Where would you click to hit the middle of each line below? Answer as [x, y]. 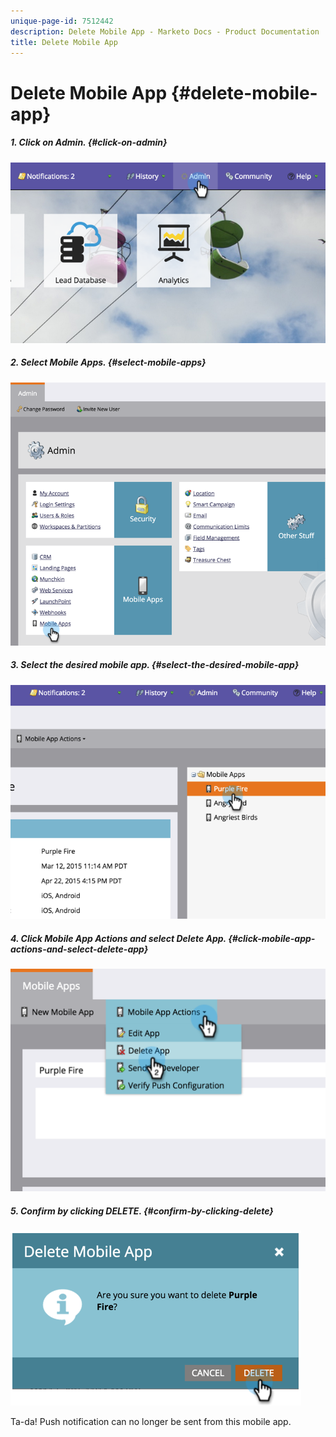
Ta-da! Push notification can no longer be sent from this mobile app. [151, 1421]
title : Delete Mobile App [64, 42]
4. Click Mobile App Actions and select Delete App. [118, 938]
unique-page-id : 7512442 [62, 21]
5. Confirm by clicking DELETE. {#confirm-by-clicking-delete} [142, 1211]
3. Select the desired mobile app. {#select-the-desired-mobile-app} [155, 665]
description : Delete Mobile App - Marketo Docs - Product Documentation [165, 31]
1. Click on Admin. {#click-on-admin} [89, 142]
